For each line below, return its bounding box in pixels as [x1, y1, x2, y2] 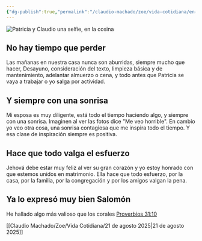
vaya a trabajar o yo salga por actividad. [6, 78, 106, 85]
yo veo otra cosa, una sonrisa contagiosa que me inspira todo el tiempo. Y [6, 124, 191, 131]
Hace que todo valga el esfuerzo [6, 148, 130, 158]
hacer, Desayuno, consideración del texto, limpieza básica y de [6, 65, 163, 72]
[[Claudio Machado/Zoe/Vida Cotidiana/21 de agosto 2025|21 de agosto [6, 222, 185, 229]
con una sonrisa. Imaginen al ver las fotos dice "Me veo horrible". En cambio [6, 118, 195, 125]
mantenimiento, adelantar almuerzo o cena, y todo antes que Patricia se [6, 72, 185, 79]
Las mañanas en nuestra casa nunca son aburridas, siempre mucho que [6, 58, 185, 66]
